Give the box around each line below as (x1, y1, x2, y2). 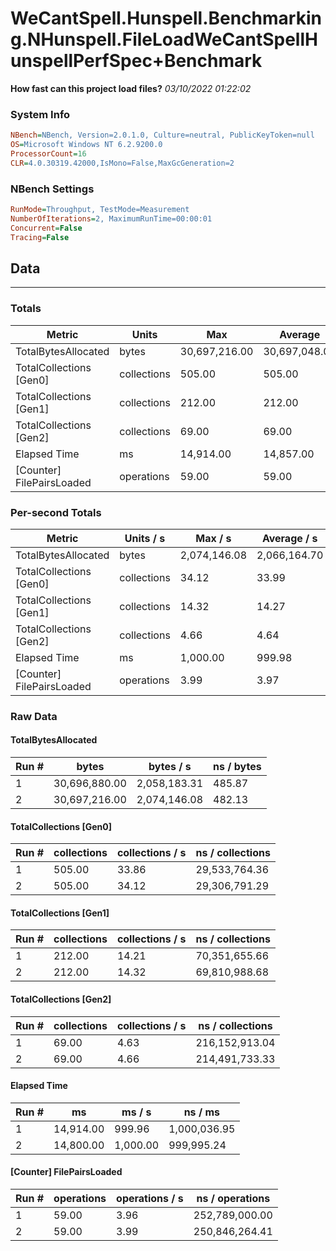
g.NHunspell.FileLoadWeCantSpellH (10, 28, 318, 51)
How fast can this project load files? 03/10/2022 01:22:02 (10, 82, 252, 94)
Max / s (195, 531, 232, 545)
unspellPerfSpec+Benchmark (10, 50, 263, 72)
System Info (10, 107, 71, 121)
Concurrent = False (10, 223, 83, 233)
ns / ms (183, 1105, 220, 1119)
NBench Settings (10, 182, 95, 196)
